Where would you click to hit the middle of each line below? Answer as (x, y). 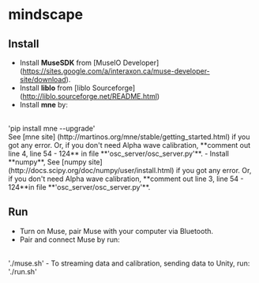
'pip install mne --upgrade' (52, 128)
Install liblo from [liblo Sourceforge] (77, 88)
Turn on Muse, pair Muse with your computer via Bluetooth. (116, 231)
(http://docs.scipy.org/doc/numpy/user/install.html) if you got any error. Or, (130, 170)
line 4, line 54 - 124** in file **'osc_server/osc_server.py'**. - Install (118, 153)
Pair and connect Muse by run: (69, 240)
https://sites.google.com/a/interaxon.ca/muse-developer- (116, 71)
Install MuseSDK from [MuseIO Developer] (89, 62)
